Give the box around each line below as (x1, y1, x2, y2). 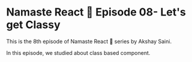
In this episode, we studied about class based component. (6, 49, 151, 56)
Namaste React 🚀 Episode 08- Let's (6, 5, 186, 19)
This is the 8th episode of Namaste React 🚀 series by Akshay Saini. (6, 38, 172, 45)
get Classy (6, 18, 61, 32)
